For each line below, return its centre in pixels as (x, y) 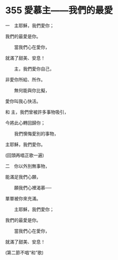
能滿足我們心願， (23, 177)
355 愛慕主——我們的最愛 (59, 10)
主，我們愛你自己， (34, 69)
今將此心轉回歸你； (25, 123)
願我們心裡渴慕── (33, 187)
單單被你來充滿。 (23, 198)
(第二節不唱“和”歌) (25, 252)
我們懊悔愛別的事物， (36, 133)
